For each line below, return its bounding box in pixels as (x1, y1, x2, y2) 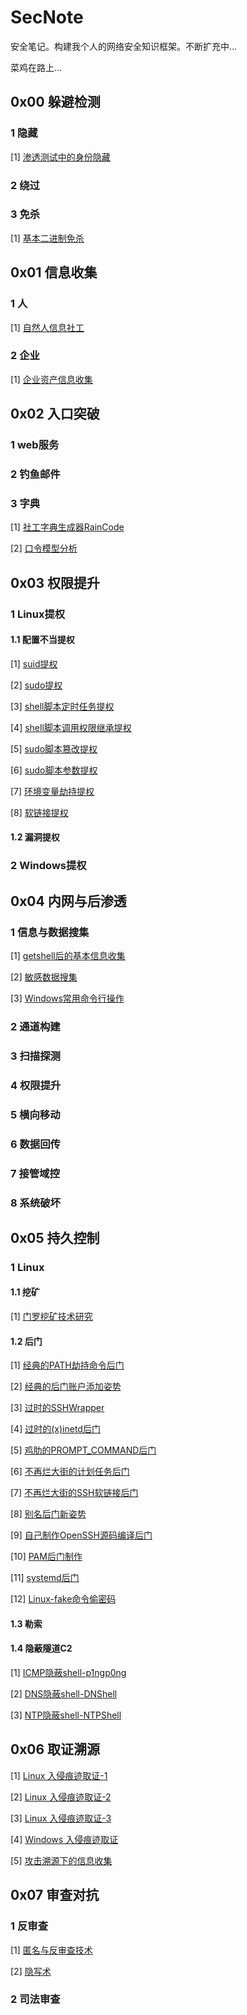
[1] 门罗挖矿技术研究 (10, 1311, 93, 1323)
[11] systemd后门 (10, 1572, 80, 1584)
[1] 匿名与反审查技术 (10, 1944, 93, 1956)
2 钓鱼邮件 (10, 467, 61, 481)
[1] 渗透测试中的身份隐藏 (10, 151, 111, 163)
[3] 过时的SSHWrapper (10, 1402, 105, 1414)
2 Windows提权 (10, 859, 87, 873)
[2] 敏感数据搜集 (10, 971, 78, 983)
